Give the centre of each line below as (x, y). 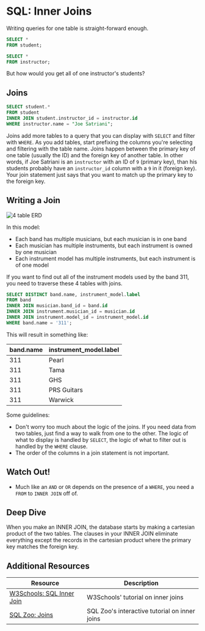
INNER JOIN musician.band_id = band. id (57, 306)
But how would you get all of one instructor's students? (76, 73)
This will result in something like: (47, 334)
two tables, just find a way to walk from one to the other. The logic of (102, 433)
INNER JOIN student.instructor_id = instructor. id (72, 118)
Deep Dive (26, 513)
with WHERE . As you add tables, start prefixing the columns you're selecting (100, 142)
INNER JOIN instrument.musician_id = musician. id (71, 312)
